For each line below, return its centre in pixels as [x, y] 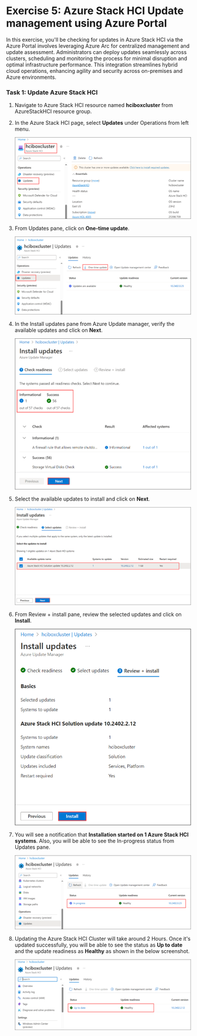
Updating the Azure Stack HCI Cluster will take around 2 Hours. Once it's [103, 938]
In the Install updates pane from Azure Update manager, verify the [94, 324]
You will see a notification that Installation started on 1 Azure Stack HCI [101, 835]
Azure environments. [31, 77]
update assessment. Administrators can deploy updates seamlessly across [96, 52]
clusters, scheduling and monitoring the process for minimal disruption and [97, 58]
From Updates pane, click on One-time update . [72, 228]
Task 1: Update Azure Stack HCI [52, 92]
